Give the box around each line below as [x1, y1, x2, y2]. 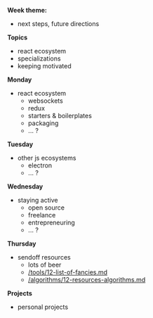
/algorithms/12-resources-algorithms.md [27, 276, 146, 284]
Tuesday [7, 140, 34, 148]
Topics [7, 33, 28, 42]
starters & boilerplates [27, 112, 93, 120]
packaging [27, 119, 59, 127]
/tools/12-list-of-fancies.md [27, 268, 107, 276]
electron [27, 161, 53, 170]
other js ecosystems [17, 154, 76, 162]
